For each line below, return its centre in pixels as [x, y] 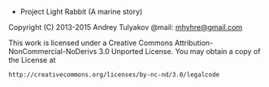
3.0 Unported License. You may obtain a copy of [180, 51]
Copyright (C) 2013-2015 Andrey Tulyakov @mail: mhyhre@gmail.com [126, 27]
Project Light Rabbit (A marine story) [81, 12]
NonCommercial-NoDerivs [53, 51]
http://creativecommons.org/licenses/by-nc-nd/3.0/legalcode [114, 75]
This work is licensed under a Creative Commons [91, 43]
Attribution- [194, 43]
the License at [32, 60]
